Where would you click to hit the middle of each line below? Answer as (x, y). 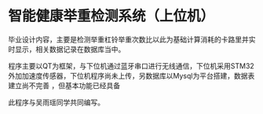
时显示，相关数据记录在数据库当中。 (67, 49)
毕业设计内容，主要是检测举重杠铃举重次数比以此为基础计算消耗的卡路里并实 (132, 39)
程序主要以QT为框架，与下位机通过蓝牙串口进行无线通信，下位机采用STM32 (131, 66)
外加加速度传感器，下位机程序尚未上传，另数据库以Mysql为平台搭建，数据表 (131, 75)
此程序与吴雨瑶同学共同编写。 (56, 102)
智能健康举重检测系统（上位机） (111, 16)
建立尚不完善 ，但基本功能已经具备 (64, 85)
